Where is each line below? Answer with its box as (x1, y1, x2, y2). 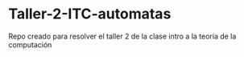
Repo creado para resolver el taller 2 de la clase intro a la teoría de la (8, 31, 237, 41)
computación (8, 39, 52, 49)
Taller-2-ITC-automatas (8, 5, 172, 23)
